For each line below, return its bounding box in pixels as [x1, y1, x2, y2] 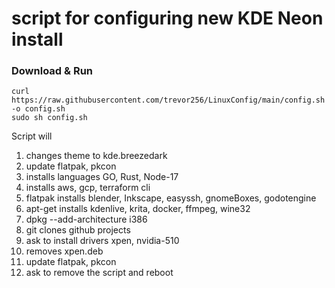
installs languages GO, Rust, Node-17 [25, 171, 179, 183]
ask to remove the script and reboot [25, 267, 174, 279]
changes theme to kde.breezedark [25, 150, 168, 162]
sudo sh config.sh [11, 113, 88, 123]
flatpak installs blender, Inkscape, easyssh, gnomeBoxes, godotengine [25, 192, 317, 204]
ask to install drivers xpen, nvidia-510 [25, 235, 180, 247]
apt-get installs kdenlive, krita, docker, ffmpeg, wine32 [25, 203, 251, 215]
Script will [11, 130, 53, 142]
